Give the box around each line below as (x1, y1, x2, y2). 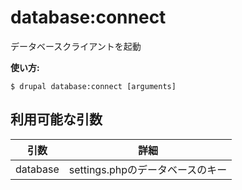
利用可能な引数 (10, 111, 103, 128)
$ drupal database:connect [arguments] (10, 81, 177, 91)
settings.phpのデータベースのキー (68, 162, 228, 176)
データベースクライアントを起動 (10, 40, 142, 52)
